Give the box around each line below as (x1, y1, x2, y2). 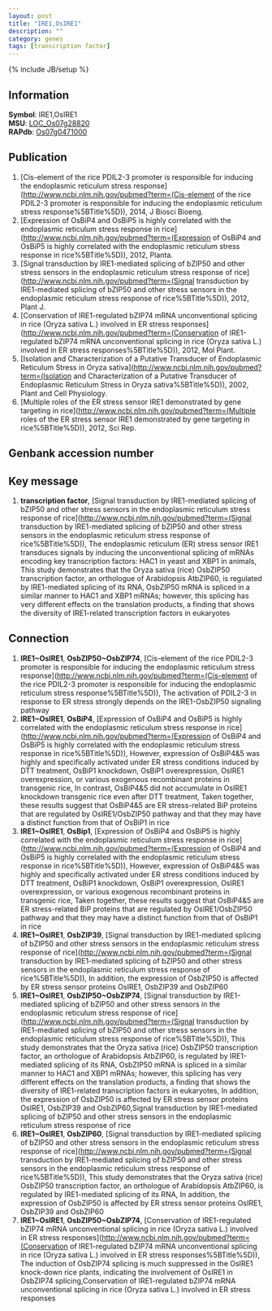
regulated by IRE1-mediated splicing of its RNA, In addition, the (19, 1189, 230, 1199)
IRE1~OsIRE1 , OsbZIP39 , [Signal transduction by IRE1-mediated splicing (19, 929, 261, 940)
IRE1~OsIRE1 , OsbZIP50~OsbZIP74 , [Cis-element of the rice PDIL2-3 (19, 653, 254, 663)
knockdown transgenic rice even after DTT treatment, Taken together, (19, 791, 254, 802)
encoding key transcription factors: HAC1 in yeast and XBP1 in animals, (19, 556, 257, 566)
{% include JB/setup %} (8, 64, 89, 74)
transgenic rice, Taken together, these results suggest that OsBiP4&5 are (19, 895, 264, 905)
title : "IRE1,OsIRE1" (8, 20, 82, 28)
